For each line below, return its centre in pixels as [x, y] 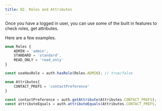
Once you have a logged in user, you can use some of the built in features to [81, 23]
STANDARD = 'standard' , [38, 55]
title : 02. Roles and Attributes [39, 9]
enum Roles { [18, 46]
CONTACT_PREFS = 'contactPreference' [52, 86]
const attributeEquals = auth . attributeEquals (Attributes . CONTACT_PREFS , [81, 104]
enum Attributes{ [22, 82]
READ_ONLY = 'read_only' [39, 60]
